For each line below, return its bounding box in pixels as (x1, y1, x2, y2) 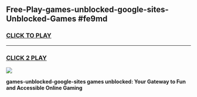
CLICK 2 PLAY (6, 53, 47, 62)
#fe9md (78, 14, 108, 24)
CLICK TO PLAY (6, 32, 52, 40)
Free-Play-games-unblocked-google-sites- (6, 5, 169, 15)
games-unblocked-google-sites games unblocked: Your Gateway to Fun (6, 78, 186, 85)
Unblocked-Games (6, 14, 77, 24)
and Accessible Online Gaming (6, 84, 83, 91)
